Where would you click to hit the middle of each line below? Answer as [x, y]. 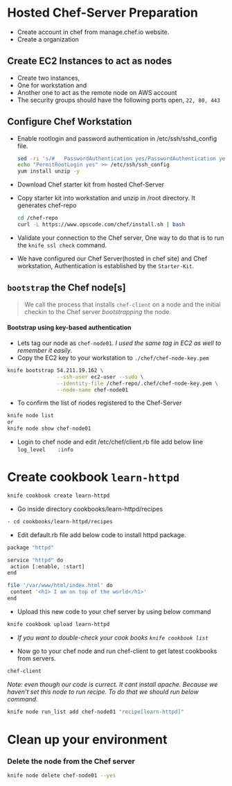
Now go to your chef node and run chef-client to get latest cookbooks [117, 651]
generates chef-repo [47, 205]
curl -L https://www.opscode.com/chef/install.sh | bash [101, 225]
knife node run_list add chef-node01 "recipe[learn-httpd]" [96, 712]
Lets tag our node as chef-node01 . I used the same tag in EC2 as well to [119, 343]
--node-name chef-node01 [92, 390]
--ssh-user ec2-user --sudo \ [100, 377]
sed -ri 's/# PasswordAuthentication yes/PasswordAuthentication [117, 158]
